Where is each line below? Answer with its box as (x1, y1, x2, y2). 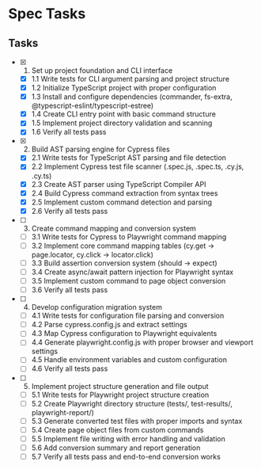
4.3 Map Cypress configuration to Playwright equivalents (31, 329, 217, 338)
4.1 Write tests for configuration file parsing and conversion (31, 311, 225, 321)
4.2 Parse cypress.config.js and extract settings (31, 320, 187, 330)
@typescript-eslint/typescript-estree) (31, 101, 154, 111)
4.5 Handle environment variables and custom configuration (31, 355, 228, 364)
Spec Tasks (8, 5, 86, 23)
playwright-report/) (31, 407, 95, 417)
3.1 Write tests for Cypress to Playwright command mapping (31, 231, 227, 242)
